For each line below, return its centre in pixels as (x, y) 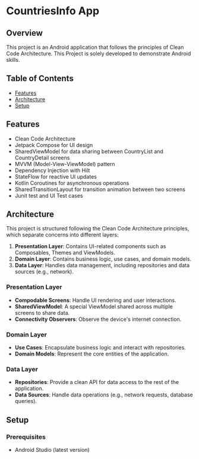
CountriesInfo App (53, 11)
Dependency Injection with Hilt (52, 170)
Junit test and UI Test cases (49, 195)
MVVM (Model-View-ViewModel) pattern (65, 164)
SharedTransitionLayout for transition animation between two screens (100, 189)
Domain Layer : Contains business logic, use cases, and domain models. (103, 259)
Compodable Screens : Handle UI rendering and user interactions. (95, 300)
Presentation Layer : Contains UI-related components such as (90, 246)
